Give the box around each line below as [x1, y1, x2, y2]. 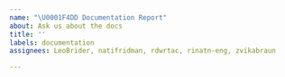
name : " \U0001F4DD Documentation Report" [9, 13, 168, 22]
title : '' [9, 30, 47, 38]
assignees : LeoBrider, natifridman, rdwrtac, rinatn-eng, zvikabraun [9, 47, 277, 56]
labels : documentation [9, 38, 95, 47]
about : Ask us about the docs [9, 21, 124, 30]
